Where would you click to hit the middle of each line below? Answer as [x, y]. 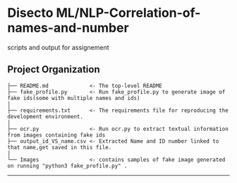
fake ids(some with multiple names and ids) [74, 98]
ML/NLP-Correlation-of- [128, 13]
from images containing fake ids [56, 135]
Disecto [30, 13]
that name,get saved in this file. [60, 147]
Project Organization [54, 69]
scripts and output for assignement [58, 47]
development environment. [45, 116]
